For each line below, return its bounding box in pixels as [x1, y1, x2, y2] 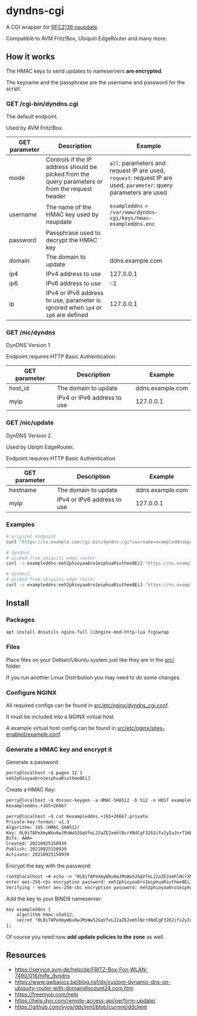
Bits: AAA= [6, 835, 33, 841]
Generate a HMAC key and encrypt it [6, 746, 113, 754]
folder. [6, 662, 22, 670]
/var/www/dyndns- [109, 209, 158, 216]
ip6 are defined [46, 311, 89, 319]
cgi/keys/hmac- [109, 215, 152, 222]
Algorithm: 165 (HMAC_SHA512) [6, 824, 80, 830]
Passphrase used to [46, 229, 101, 237]
